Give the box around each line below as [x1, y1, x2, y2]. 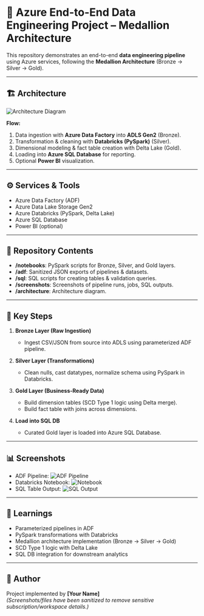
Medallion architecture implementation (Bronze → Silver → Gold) [15, 538, 177, 545]
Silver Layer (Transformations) [15, 357, 95, 364]
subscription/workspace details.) [6, 603, 89, 610]
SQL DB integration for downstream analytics [15, 550, 129, 558]
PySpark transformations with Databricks [15, 531, 118, 538]
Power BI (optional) [15, 222, 64, 230]
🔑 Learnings [6, 508, 53, 519]
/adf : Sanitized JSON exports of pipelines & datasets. [15, 268, 149, 275]
